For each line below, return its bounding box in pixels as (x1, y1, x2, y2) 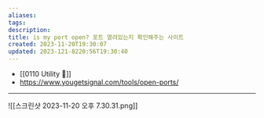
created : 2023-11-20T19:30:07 (8, 41, 108, 48)
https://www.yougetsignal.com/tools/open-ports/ (19, 77, 179, 87)
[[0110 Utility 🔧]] (19, 70, 72, 78)
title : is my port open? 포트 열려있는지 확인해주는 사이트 (8, 33, 185, 41)
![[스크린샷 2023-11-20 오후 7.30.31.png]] (8, 101, 138, 110)
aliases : (8, 11, 37, 20)
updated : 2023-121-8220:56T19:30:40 (8, 48, 128, 55)
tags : (8, 19, 26, 27)
